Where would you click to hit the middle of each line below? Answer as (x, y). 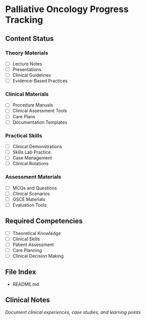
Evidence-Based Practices (40, 81)
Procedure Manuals (33, 105)
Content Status (29, 38)
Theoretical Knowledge (37, 233)
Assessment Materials (33, 177)
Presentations (27, 69)
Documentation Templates (40, 122)
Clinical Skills (26, 239)
